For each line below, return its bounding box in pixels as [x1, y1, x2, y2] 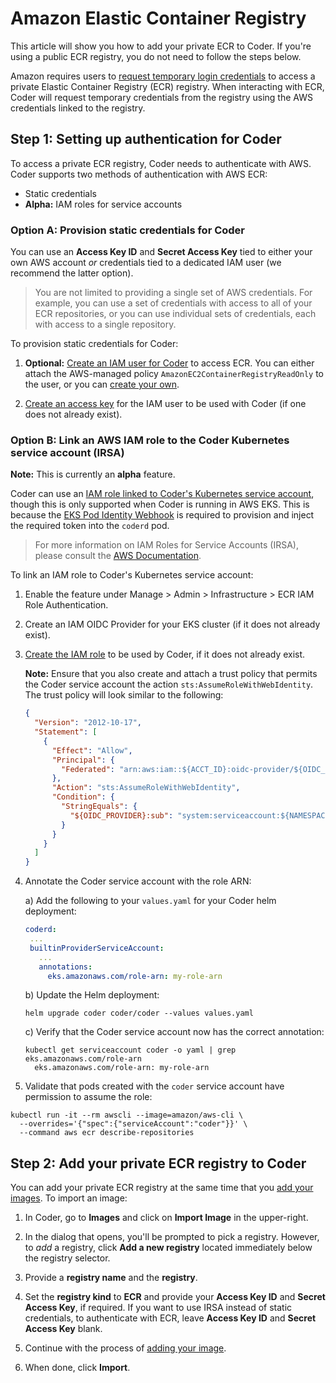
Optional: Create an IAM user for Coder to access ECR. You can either [24, 357, 315, 369]
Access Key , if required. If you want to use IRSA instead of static [24, 1302, 293, 1314]
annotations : [38, 962, 93, 972]
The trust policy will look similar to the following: [24, 689, 224, 701]
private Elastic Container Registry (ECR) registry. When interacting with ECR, [10, 80, 325, 92]
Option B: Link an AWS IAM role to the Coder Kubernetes [10, 433, 290, 447]
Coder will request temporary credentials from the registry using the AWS [10, 91, 313, 103]
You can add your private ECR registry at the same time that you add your [10, 1182, 314, 1194]
